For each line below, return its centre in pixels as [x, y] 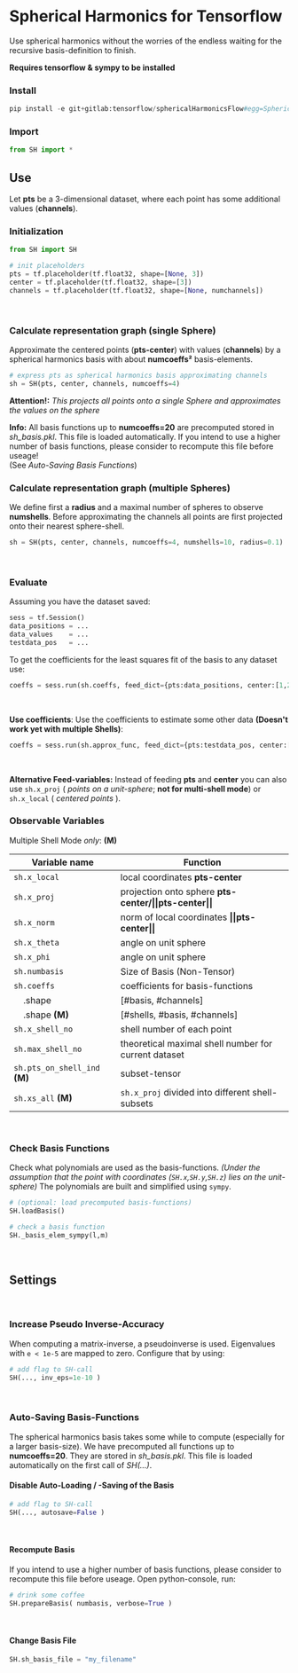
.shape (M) [46, 1015]
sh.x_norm [34, 923]
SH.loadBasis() [37, 1211]
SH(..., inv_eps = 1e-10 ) [55, 1378]
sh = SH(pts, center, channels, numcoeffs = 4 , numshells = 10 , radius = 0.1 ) [146, 543]
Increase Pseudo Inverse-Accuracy [87, 1324]
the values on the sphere [55, 410]
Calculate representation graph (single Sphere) [113, 330]
